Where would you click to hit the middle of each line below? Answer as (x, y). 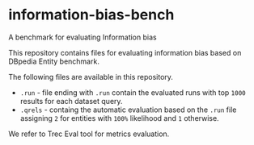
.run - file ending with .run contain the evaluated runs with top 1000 (133, 92)
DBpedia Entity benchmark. (54, 61)
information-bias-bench (91, 15)
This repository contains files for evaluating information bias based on (125, 52)
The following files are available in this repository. (91, 77)
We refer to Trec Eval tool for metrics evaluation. (89, 134)
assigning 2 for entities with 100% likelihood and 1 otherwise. (120, 118)
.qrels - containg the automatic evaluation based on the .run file (128, 110)
